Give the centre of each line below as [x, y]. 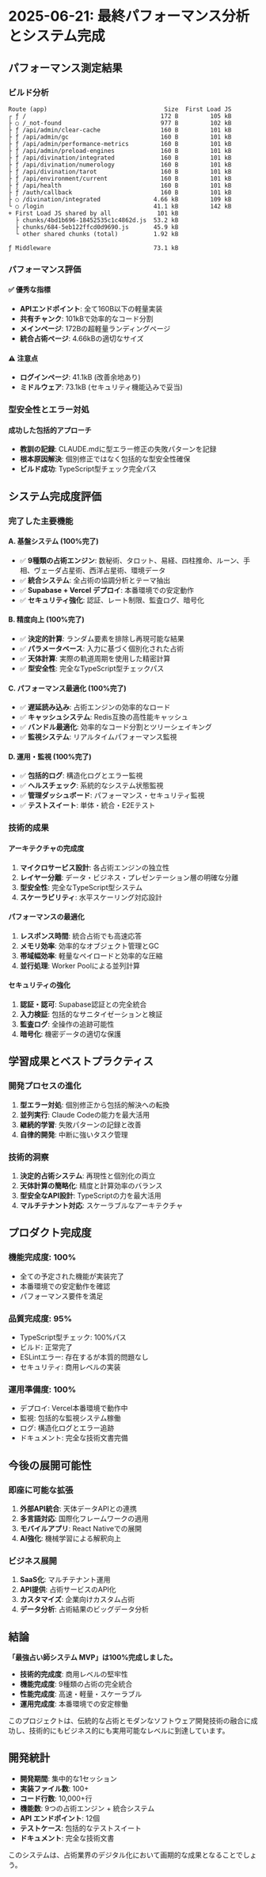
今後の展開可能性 [50, 1465]
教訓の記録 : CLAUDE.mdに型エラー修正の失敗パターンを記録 [118, 449]
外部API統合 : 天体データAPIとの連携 [78, 1508]
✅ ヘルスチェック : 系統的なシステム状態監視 [91, 786]
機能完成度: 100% [42, 1257]
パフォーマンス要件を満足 [61, 1296]
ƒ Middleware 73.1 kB [93, 248]
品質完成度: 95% [40, 1318]
